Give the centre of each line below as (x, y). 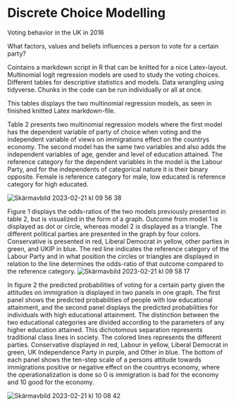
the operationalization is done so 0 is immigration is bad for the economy (113, 374)
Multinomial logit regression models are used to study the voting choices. (114, 75)
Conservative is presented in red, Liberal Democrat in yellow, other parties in (118, 241)
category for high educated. (48, 184)
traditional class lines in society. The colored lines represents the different (114, 337)
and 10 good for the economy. (51, 382)
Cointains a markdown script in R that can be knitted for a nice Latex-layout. (117, 67)
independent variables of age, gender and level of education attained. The (115, 154)
